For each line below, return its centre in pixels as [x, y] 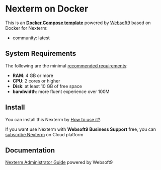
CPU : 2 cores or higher [36, 80]
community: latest [31, 38]
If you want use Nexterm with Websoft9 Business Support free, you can [81, 129]
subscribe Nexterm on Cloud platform [45, 134]
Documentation [30, 150]
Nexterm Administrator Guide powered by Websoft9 [59, 162]
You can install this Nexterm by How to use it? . [53, 119]
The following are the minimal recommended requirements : [66, 65]
